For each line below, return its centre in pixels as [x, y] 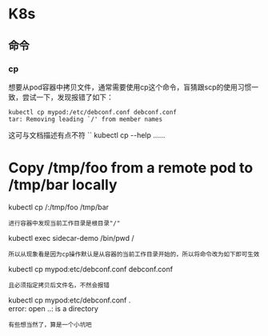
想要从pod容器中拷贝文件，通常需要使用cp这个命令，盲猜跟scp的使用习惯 [130, 87]
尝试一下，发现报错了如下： [68, 97]
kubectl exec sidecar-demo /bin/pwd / [71, 238]
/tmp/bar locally [63, 185]
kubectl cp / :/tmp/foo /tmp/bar [59, 207]
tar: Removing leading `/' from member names [85, 119]
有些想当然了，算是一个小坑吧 [50, 325]
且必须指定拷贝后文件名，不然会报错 [59, 285]
